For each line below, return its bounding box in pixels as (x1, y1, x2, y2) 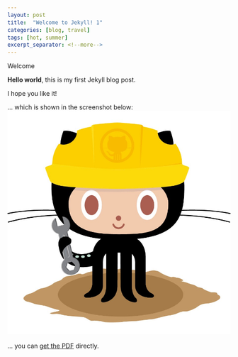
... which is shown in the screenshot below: (7, 103, 133, 111)
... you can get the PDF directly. (7, 341, 99, 351)
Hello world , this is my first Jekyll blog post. (7, 75, 136, 84)
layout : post (7, 11, 46, 18)
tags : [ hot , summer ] (7, 34, 69, 41)
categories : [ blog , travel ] (7, 26, 91, 33)
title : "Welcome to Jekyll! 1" (7, 18, 103, 26)
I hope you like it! (7, 89, 57, 98)
